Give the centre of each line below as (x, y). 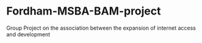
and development (28, 34)
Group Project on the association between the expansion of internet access (101, 28)
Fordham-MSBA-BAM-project (84, 11)
